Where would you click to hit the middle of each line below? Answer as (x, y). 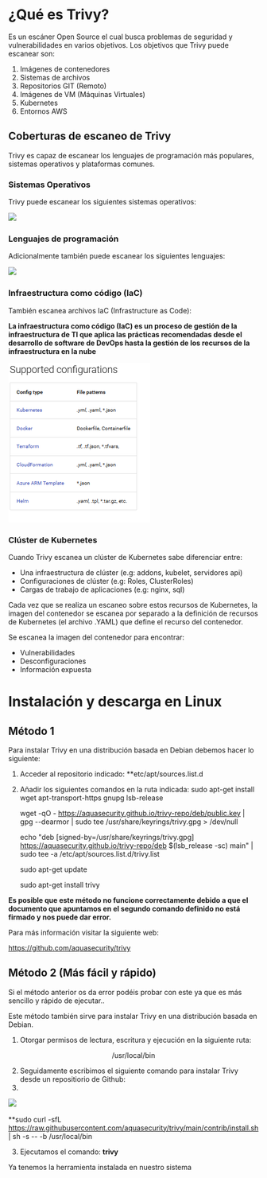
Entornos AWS (43, 111)
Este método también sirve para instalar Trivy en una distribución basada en (133, 1016)
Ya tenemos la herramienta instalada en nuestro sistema (100, 1167)
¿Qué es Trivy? (59, 15)
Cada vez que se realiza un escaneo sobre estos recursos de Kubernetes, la (133, 605)
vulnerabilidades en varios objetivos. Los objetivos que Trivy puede (118, 45)
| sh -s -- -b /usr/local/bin (50, 1136)
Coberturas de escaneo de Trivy (90, 136)
